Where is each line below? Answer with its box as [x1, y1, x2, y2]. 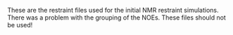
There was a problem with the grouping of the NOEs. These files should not [7, 13, 227, 22]
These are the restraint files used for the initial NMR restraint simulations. [7, 6, 219, 14]
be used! [7, 21, 33, 29]
